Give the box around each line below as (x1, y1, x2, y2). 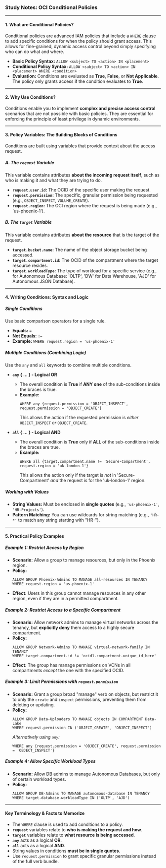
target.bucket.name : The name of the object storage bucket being (12, 247, 147, 252)
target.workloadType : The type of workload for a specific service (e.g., (12, 267, 157, 274)
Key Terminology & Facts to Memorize (5, 810, 85, 816)
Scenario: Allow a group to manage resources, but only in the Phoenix (12, 557, 156, 563)
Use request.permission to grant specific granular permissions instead (12, 853, 157, 859)
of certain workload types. (12, 776, 67, 782)
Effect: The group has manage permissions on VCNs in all (12, 662, 131, 668)
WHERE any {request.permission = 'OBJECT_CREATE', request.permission (12, 744, 161, 748)
